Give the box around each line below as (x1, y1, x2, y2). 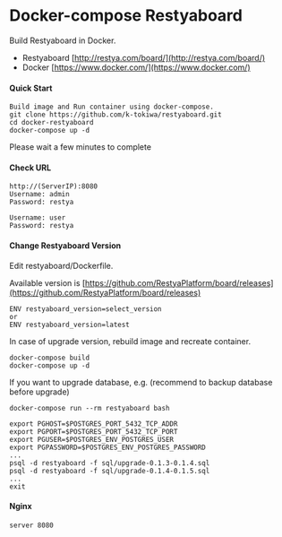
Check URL (9, 162, 52, 173)
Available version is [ (9, 277, 86, 288)
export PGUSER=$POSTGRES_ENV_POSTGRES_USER (9, 435, 175, 444)
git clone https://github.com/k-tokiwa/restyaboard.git (9, 110, 222, 119)
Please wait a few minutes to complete (9, 142, 152, 152)
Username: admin (9, 190, 70, 199)
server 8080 (9, 521, 54, 530)
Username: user (9, 213, 66, 222)
